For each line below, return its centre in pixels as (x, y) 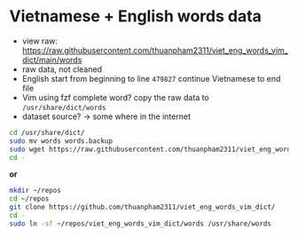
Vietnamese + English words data (135, 16)
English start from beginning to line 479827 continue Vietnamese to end (151, 78)
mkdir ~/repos (35, 191)
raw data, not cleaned (62, 69)
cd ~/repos (29, 199)
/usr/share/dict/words (64, 107)
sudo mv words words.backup (61, 141)
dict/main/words (52, 59)
